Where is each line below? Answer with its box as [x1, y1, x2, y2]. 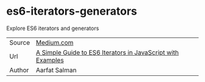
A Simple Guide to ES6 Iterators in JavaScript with [35, 48, 179, 56]
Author [9, 65, 29, 74]
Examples [35, 56, 64, 64]
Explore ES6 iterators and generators [6, 24, 99, 32]
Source [9, 38, 31, 47]
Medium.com [35, 38, 74, 47]
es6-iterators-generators [6, 4, 137, 18]
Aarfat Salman [35, 65, 77, 74]
